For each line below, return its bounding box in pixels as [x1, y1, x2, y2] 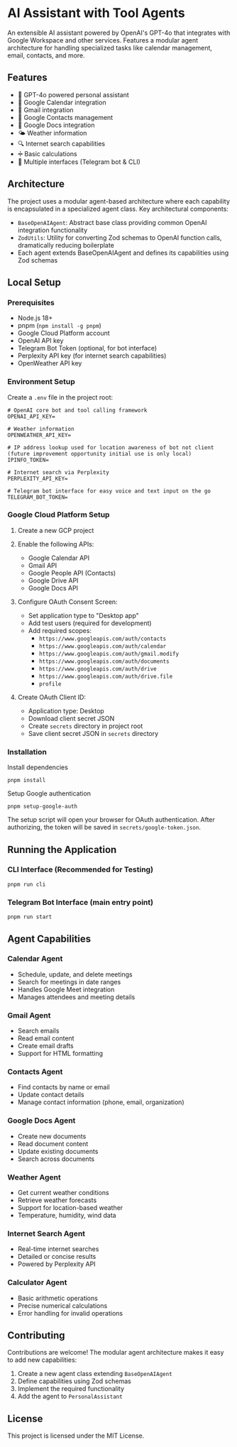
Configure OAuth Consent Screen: [17, 598, 118, 606]
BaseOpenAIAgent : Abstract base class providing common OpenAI [17, 218, 207, 226]
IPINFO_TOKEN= [7, 456, 50, 463]
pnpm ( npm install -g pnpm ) [17, 321, 101, 330]
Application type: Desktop [28, 706, 104, 715]
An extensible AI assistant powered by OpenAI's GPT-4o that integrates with [7, 28, 231, 37]
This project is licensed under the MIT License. [7, 1431, 145, 1440]
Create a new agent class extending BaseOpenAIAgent [17, 1370, 172, 1378]
